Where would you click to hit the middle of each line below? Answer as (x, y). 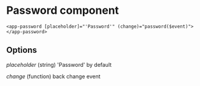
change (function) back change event (54, 76)
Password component (63, 11)
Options (22, 50)
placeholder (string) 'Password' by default (59, 64)
